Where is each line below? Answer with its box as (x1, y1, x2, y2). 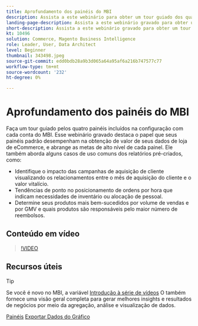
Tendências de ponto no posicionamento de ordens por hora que (14, 187, 173, 194)
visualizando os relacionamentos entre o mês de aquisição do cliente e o (14, 174, 192, 181)
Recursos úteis (6, 262, 62, 272)
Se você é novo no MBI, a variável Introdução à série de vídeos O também (6, 289, 186, 296)
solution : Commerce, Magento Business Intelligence (6, 36, 136, 42)
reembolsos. (14, 212, 45, 219)
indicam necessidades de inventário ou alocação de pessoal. (14, 193, 163, 200)
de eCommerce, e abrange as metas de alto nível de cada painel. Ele (6, 144, 173, 151)
